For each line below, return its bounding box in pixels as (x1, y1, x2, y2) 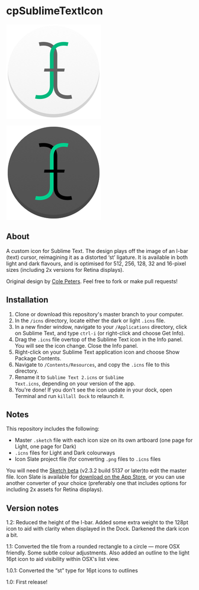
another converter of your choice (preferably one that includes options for (6, 480, 187, 487)
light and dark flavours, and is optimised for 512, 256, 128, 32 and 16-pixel (6, 259, 187, 267)
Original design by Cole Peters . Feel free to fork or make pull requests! (6, 277, 178, 285)
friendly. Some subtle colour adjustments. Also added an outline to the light (6, 549, 190, 556)
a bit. (6, 531, 19, 538)
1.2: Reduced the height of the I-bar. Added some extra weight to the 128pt (6, 519, 188, 526)
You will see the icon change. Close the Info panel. (14, 342, 139, 349)
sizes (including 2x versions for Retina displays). (6, 266, 124, 273)
